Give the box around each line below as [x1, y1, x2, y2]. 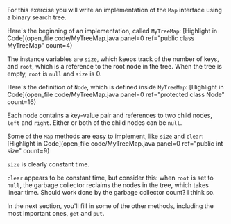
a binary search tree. [7, 13, 67, 21]
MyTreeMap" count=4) [7, 42, 73, 49]
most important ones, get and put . [7, 209, 105, 217]
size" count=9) [7, 147, 50, 155]
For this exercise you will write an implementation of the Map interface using [7, 6, 222, 14]
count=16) [7, 98, 37, 106]
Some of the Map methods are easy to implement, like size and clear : [7, 132, 204, 140]
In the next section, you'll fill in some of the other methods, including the [7, 202, 214, 210]
